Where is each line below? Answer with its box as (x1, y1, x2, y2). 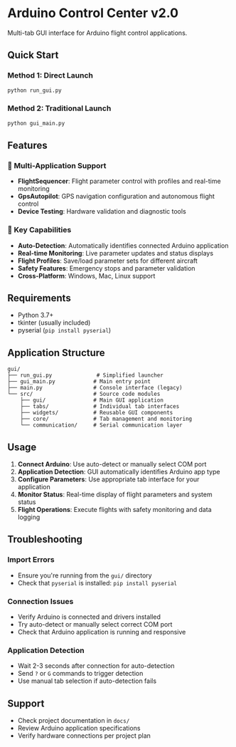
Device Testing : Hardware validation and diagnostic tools (17, 207, 186, 216)
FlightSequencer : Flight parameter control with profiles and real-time (17, 177, 222, 186)
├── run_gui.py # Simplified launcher (7, 372, 163, 379)
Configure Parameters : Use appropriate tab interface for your (17, 475, 200, 484)
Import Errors (7, 555, 55, 565)
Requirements (7, 292, 71, 304)
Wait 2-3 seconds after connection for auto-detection (17, 662, 175, 670)
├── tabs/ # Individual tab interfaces (20, 403, 180, 410)
